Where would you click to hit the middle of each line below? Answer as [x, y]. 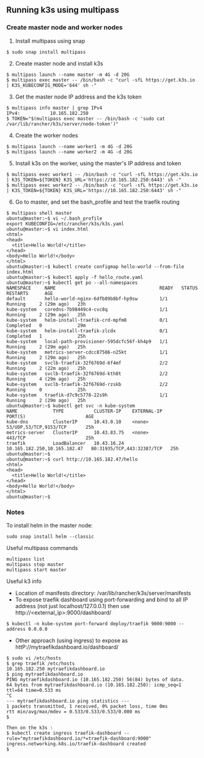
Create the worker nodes [46, 135]
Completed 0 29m [46, 325]
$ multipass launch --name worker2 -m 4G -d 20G [69, 152]
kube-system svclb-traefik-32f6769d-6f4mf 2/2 [87, 363]
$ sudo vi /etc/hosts [34, 658]
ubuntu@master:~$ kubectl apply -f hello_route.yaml [75, 277]
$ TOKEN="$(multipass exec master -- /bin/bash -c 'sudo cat [86, 119]
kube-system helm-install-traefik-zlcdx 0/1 [87, 331]
